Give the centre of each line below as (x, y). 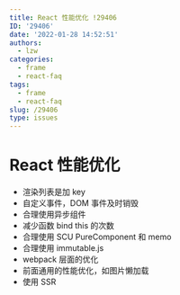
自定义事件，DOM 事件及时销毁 (81, 203)
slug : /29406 (34, 110)
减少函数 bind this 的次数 (68, 226)
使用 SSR (39, 282)
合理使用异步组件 (54, 215)
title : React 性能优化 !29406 (63, 18)
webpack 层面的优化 (60, 259)
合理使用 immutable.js (63, 248)
